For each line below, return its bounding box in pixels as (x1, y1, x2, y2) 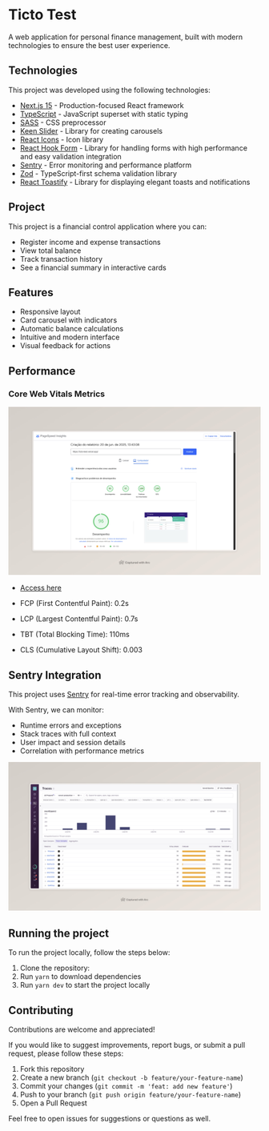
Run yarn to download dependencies (19, 972, 142, 981)
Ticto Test (8, 6, 77, 24)
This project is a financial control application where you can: (8, 222, 207, 231)
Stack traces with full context (19, 729, 117, 739)
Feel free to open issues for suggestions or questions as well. (8, 1113, 211, 1123)
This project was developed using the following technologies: (8, 85, 211, 94)
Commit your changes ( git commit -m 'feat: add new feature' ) (19, 1081, 233, 1090)
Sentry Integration (8, 668, 102, 682)
